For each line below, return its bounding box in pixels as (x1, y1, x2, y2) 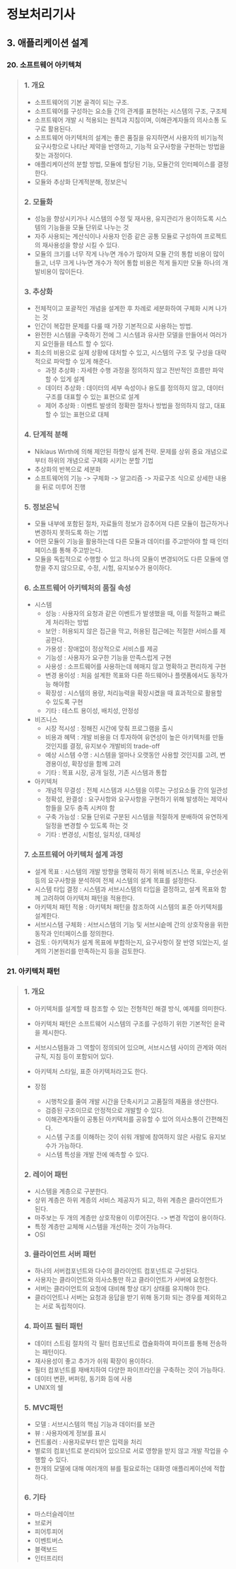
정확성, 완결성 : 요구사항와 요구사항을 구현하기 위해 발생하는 (45, 795, 209, 804)
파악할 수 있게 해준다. (53, 357, 112, 366)
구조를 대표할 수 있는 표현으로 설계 (45, 393, 140, 401)
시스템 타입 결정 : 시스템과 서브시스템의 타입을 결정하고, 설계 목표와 (34, 885, 220, 893)
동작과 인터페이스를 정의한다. (34, 929, 114, 937)
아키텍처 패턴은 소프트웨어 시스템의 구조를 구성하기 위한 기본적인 (34, 1019, 213, 1028)
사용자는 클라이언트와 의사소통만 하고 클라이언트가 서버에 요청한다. (34, 1275, 218, 1284)
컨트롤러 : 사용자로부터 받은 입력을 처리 (34, 1437, 143, 1446)
